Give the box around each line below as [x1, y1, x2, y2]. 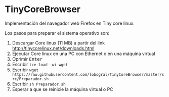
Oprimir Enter [12, 56, 43, 62]
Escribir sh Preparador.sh [12, 81, 66, 87]
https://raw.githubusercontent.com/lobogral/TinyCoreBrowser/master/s [12, 72, 164, 77]
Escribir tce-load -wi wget [12, 61, 68, 67]
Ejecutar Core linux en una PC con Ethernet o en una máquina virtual [12, 51, 155, 57]
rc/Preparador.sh [12, 76, 49, 81]
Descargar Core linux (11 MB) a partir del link [12, 39, 105, 46]
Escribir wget [12, 67, 39, 73]
